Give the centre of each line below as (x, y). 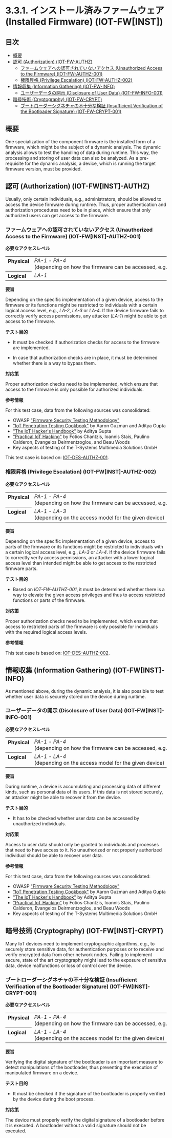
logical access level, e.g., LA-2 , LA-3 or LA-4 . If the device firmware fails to (85, 311)
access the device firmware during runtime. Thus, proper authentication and (86, 204)
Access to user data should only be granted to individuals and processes (82, 844)
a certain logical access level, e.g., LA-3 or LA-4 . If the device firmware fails (85, 552)
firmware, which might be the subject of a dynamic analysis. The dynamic (83, 147)
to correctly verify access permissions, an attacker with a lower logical (80, 557)
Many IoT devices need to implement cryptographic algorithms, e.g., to (80, 943)
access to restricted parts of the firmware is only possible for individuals (82, 627)
